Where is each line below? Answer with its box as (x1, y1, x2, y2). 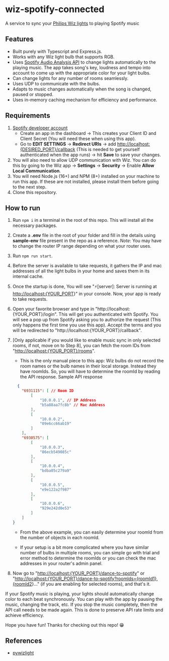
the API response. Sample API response (20, 374, 103, 380)
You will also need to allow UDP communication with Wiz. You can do (12, 157, 156, 163)
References (5, 637, 42, 645)
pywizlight (12, 650, 34, 656)
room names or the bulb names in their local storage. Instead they (20, 363, 157, 369)
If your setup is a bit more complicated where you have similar (20, 544, 149, 550)
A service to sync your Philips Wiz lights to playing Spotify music (5, 20, 139, 26)
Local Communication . (12, 168, 61, 174)
